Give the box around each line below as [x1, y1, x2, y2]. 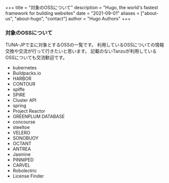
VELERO [12, 129, 31, 136]
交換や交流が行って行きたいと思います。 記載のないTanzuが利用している [5, 48, 157, 55]
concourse [12, 119, 36, 125]
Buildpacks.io [12, 70, 42, 76]
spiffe [12, 86, 25, 93]
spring [12, 102, 26, 109]
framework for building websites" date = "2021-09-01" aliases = [5, 10, 140, 16]
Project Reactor [12, 108, 46, 114]
